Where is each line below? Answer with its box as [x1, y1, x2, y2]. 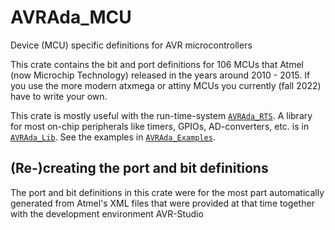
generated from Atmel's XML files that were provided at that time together [10, 197, 315, 209]
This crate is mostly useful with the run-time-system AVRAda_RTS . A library [10, 109, 313, 121]
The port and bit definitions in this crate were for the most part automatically [10, 186, 325, 198]
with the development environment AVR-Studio [10, 207, 204, 220]
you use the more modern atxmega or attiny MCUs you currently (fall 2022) [10, 79, 322, 91]
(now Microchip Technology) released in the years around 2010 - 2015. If [10, 69, 311, 81]
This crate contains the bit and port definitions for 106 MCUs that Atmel [10, 58, 305, 70]
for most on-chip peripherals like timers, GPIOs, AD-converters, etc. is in [10, 120, 310, 132]
